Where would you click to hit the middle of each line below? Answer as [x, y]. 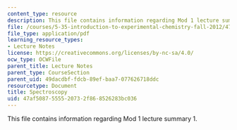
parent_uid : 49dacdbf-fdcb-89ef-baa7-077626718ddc [83, 79]
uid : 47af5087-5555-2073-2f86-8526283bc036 [72, 99]
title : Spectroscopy [38, 92]
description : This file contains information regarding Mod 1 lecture [113, 20]
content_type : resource [42, 14]
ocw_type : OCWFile [34, 60]
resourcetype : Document [42, 86]
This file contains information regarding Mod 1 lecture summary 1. [102, 119]
